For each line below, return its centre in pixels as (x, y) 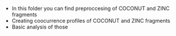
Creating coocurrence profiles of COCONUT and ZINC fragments (91, 21)
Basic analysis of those (40, 27)
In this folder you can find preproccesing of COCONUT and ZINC (91, 8)
